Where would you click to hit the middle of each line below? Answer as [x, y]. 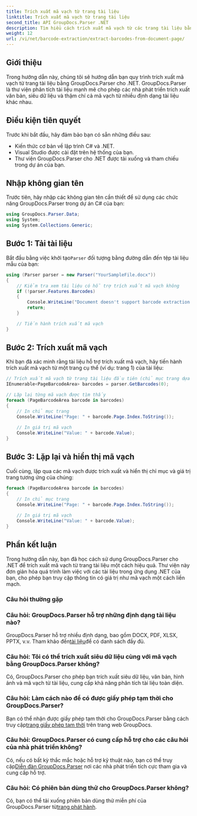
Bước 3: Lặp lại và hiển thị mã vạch [70, 457]
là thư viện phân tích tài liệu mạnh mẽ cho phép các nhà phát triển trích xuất [98, 89]
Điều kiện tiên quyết [43, 120]
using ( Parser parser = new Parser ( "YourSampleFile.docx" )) [81, 275]
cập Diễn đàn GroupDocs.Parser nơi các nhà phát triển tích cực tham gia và [96, 766]
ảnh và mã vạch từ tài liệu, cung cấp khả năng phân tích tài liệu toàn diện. [95, 683]
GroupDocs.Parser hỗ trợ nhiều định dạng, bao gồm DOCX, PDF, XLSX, [92, 635]
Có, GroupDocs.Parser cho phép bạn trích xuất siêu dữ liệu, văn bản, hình [95, 677]
